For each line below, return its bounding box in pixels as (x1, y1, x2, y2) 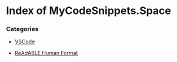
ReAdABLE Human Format (14, 50, 78, 57)
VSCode (14, 38, 35, 45)
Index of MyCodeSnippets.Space (6, 4, 172, 18)
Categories (6, 25, 39, 33)
